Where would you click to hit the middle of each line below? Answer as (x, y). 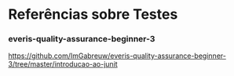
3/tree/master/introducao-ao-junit (63, 64)
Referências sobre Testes (93, 14)
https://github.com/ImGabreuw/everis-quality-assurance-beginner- (117, 56)
